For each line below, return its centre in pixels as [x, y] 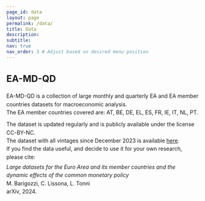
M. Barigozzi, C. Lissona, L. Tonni [48, 183]
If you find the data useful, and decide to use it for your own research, [94, 149]
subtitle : [19, 40]
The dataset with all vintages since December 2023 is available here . [93, 141]
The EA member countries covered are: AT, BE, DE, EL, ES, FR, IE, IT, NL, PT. [102, 112]
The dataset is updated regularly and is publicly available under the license [100, 124]
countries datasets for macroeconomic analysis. [67, 104]
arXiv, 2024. [22, 191]
